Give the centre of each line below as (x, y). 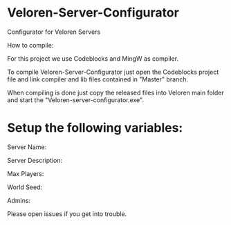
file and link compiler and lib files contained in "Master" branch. (98, 79)
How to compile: (30, 45)
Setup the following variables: (95, 128)
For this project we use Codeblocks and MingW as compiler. (93, 58)
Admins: (19, 200)
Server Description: (35, 160)
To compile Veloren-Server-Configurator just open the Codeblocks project (113, 72)
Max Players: (26, 173)
